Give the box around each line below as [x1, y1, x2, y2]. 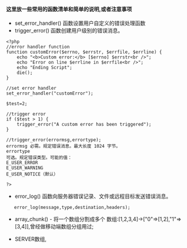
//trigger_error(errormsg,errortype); [6, 137, 101, 143]
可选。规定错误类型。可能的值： [6, 155, 73, 161]
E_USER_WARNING [6, 165, 44, 171]
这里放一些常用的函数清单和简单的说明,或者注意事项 [6, 5, 132, 12]
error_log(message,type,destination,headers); [14, 204, 131, 211]
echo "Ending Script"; [17, 65, 73, 71]
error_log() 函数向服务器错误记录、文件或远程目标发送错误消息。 [14, 192, 172, 200]
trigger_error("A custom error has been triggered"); [17, 122, 152, 128]
